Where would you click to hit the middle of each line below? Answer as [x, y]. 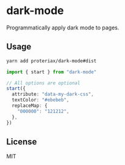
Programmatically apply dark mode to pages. [63, 28]
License [22, 141]
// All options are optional [43, 83]
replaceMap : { [30, 106]
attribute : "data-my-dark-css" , [53, 94]
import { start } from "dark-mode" [52, 72]
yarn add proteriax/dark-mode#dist [52, 61]
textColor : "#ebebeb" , [41, 100]
